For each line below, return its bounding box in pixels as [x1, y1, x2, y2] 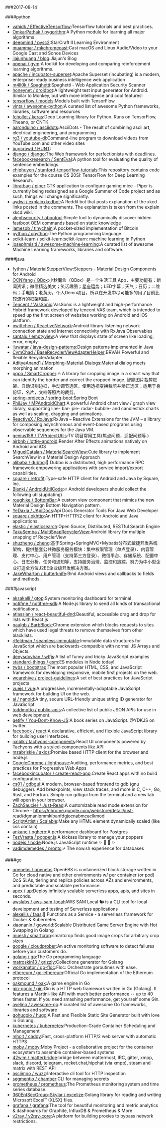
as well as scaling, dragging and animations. [12, 411, 103, 417]
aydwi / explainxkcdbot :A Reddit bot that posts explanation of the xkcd [12, 199, 158, 204]
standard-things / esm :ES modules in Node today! [12, 659, 115, 665]
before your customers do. [12, 949, 67, 954]
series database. [12, 1087, 47, 1092]
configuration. [12, 776, 41, 781]
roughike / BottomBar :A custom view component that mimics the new [12, 497, 155, 503]
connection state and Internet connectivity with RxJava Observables [12, 328, 153, 334]
